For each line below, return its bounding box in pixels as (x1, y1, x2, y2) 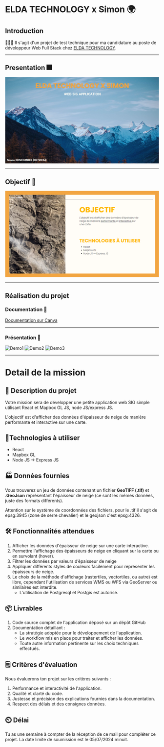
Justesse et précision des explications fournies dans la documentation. (12, 696, 155, 702)
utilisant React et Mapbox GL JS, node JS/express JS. (5, 405, 114, 410)
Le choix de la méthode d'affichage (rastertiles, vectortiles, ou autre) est (12, 574, 158, 579)
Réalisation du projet (5, 291, 69, 300)
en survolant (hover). (12, 553, 55, 559)
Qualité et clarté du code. (12, 691, 63, 697)
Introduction (5, 26, 44, 35)
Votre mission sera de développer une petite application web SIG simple (5, 400, 150, 406)
